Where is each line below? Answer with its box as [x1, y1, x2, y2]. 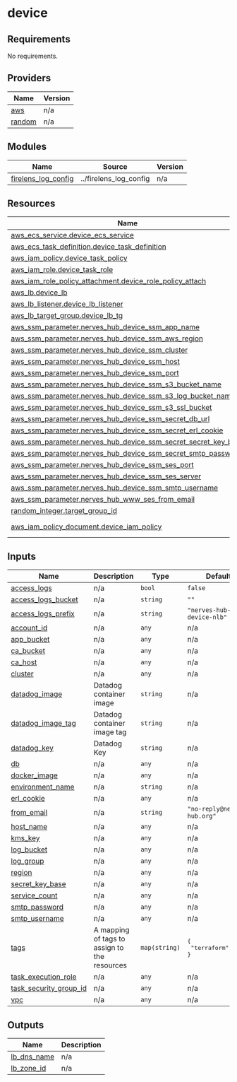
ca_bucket [11, 646, 46, 656]
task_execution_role [11, 972, 77, 982]
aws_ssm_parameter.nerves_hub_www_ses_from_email [11, 495, 195, 505]
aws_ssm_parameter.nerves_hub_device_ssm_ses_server [11, 471, 202, 481]
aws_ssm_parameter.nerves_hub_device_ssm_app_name [11, 322, 200, 332]
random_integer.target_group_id [11, 506, 118, 516]
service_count [11, 890, 58, 900]
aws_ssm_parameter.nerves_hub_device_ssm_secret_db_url [11, 414, 210, 424]
